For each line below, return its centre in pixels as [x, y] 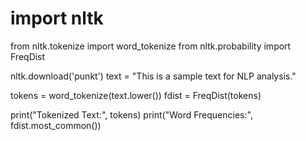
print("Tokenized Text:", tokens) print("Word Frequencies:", [131, 114]
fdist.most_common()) [56, 125]
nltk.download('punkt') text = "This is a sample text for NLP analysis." [153, 76]
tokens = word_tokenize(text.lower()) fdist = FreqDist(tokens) [136, 95]
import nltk [57, 18]
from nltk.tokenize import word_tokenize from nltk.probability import [151, 46]
